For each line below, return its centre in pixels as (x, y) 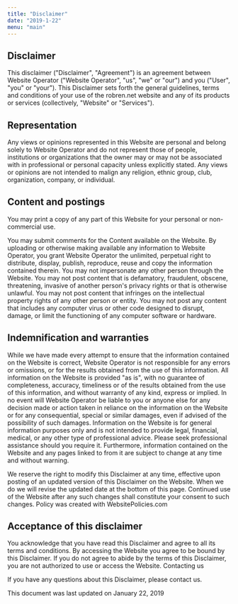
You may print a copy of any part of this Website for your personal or (108, 219)
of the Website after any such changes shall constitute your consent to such (118, 496)
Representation (42, 125)
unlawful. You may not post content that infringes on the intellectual (106, 293)
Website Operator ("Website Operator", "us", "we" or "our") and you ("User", (119, 80)
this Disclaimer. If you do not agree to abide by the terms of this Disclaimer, (117, 558)
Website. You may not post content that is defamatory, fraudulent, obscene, (118, 278)
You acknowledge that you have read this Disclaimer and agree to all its (112, 543)
